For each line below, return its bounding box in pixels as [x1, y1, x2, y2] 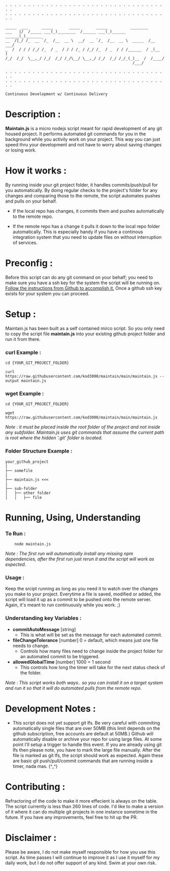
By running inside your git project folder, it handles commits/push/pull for [5, 182, 158, 188]
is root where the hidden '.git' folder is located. [5, 435, 103, 441]
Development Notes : [5, 703, 96, 714]
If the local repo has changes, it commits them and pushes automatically [12, 208, 164, 214]
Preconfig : [5, 258, 53, 269]
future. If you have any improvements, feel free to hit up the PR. [5, 814, 138, 820]
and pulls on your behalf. [5, 198, 57, 204]
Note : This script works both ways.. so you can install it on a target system [5, 679, 163, 686]
